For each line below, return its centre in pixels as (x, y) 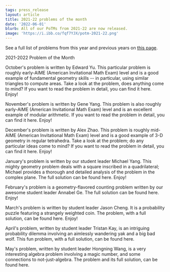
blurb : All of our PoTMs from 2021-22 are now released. (67, 29)
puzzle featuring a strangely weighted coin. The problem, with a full (76, 213)
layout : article (22, 15)
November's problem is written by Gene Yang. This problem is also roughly (83, 104)
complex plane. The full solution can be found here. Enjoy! (66, 177)
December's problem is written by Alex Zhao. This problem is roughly (77, 130)
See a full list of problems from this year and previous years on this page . (81, 48)
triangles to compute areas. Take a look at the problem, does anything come (85, 83)
